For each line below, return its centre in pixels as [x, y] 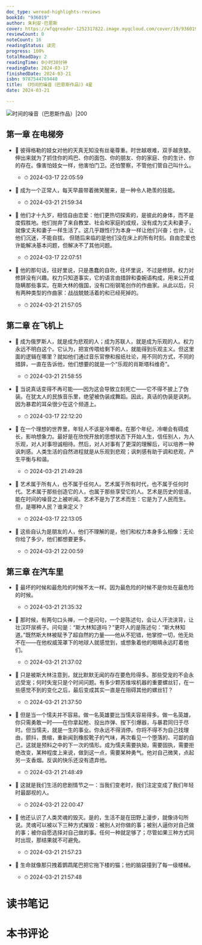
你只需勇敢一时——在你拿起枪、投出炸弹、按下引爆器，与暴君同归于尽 [102, 722]
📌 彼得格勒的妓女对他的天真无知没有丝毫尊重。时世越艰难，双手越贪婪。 [104, 150]
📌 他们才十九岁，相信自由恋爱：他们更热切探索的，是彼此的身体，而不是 [104, 215]
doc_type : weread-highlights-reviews [54, 12]
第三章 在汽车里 [35, 572]
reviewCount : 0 [25, 34]
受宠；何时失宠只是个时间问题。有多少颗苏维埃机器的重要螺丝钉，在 [105, 682]
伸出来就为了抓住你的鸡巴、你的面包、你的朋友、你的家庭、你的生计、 [102, 157]
